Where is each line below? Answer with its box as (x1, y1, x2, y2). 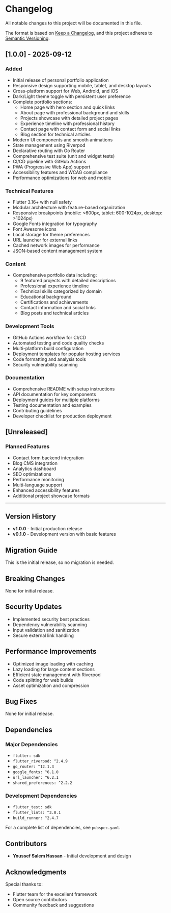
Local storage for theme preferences (12, 231, 90, 237)
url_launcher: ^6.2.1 (12, 775, 59, 780)
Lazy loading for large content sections (12, 666, 95, 672)
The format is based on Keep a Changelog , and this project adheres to (5, 30, 153, 36)
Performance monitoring (12, 476, 65, 482)
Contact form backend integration (12, 455, 84, 461)
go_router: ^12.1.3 (12, 764, 54, 770)
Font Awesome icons (12, 226, 57, 232)
